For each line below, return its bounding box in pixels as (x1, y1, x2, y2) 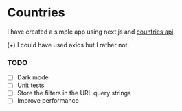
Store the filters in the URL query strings (16, 89, 132, 97)
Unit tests (16, 81, 45, 90)
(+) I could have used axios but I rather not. (7, 40, 129, 49)
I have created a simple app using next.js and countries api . (7, 27, 176, 36)
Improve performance (16, 97, 79, 105)
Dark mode (16, 73, 49, 82)
